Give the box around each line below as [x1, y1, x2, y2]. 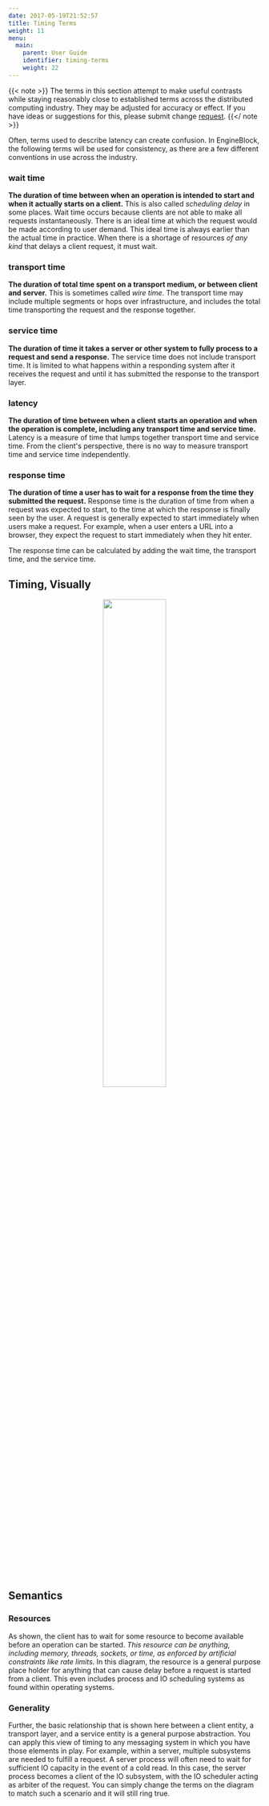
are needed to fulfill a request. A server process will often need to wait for [8, 1755, 252, 1764]
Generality [8, 1702, 50, 1713]
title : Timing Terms [8, 19, 78, 27]
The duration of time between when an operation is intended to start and [8, 191, 255, 200]
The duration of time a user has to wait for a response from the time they [8, 488, 255, 497]
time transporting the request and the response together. [8, 305, 196, 315]
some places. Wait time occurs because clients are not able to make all [8, 207, 243, 217]
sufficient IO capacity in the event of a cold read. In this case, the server [8, 1763, 247, 1773]
